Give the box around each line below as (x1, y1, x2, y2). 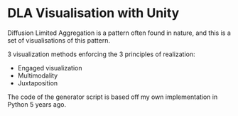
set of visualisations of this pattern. (7, 36, 111, 44)
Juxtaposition (17, 78, 58, 87)
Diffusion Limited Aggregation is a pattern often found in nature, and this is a (7, 28, 231, 37)
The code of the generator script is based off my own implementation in (7, 93, 218, 101)
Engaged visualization (17, 63, 82, 72)
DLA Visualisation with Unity (7, 5, 180, 21)
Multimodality (17, 71, 58, 80)
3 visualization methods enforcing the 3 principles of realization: (7, 50, 195, 58)
